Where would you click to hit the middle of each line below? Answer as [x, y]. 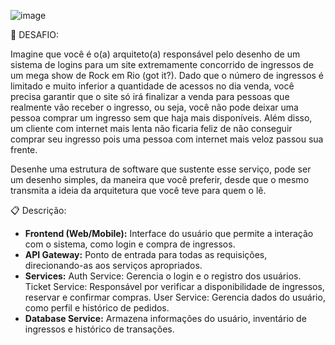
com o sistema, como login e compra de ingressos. [130, 244]
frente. [24, 149]
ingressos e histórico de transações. [99, 329]
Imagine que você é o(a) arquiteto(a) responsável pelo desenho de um [155, 54]
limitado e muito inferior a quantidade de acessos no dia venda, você [152, 86]
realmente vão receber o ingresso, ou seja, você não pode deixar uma [154, 107]
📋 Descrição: [38, 210]
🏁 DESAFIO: [35, 34]
